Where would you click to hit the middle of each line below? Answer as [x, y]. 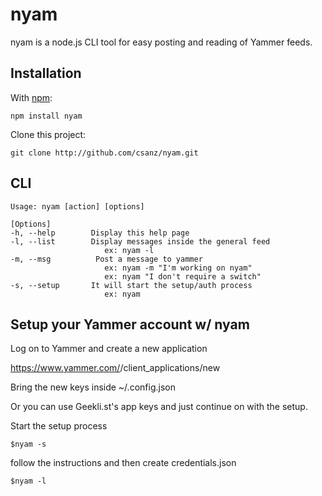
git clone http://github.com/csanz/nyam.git [104, 153]
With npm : [31, 97]
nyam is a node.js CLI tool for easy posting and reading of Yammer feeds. [161, 42]
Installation [46, 73]
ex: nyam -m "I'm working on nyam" [178, 268]
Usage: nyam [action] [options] [77, 206]
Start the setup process [59, 426]
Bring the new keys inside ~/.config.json [93, 387]
